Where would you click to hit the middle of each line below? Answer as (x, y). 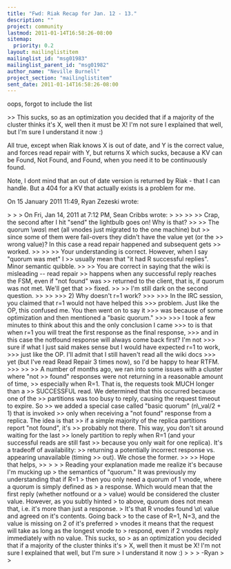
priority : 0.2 (33, 46)
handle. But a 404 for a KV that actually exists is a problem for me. (101, 188)
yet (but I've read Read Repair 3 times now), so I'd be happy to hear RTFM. (113, 362)
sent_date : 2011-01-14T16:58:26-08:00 (63, 84)
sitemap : (20, 39)
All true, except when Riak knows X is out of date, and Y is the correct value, (115, 145)
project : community (35, 26)
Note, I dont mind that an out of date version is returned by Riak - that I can (114, 181)
